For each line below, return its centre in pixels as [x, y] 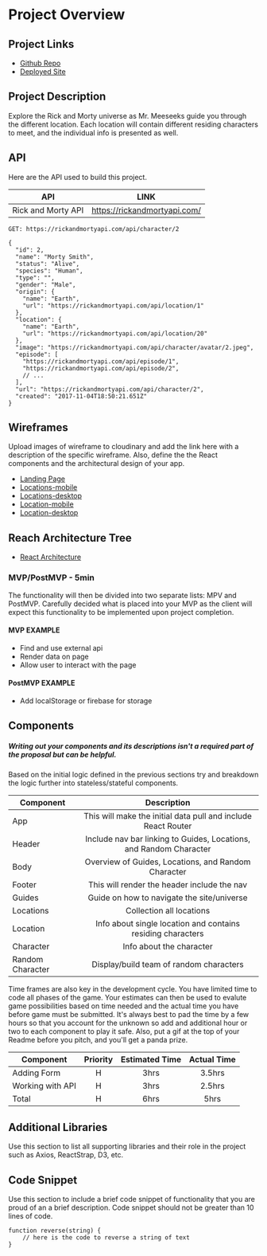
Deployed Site [43, 72]
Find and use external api [61, 648]
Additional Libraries [58, 1127]
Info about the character [168, 947]
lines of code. [31, 1215]
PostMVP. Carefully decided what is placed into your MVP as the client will [130, 604]
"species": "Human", [49, 271]
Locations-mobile [48, 487]
